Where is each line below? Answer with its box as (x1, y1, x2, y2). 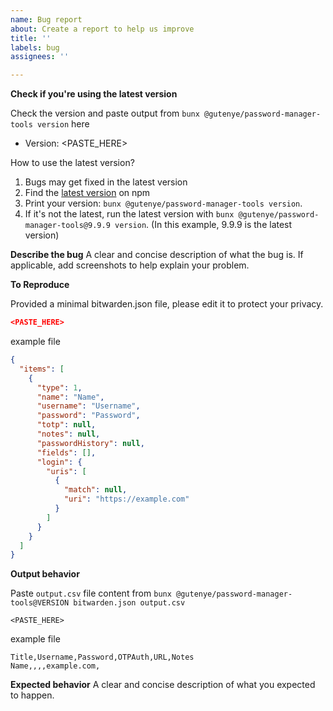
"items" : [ (19, 364, 65, 374)
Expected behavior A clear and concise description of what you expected (10, 679, 316, 691)
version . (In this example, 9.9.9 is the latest (114, 219, 293, 231)
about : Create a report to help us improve (10, 24, 195, 34)
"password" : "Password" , (36, 411, 141, 421)
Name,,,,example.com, (10, 661, 101, 671)
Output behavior (10, 568, 80, 580)
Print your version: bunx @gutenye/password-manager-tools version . (24, 197, 303, 210)
